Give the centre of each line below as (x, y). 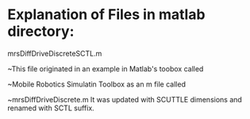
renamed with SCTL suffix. (51, 108)
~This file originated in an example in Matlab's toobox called (106, 68)
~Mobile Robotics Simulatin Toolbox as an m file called (96, 84)
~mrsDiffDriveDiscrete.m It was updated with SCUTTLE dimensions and (125, 99)
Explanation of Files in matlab (106, 15)
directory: (41, 31)
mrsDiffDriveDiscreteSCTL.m (55, 53)
